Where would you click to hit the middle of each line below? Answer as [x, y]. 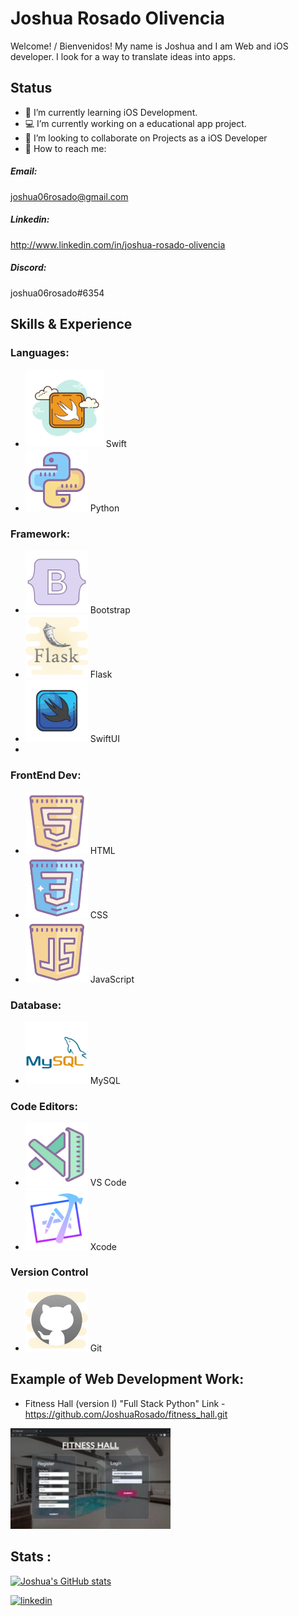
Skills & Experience [71, 324]
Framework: [40, 534]
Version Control [49, 1272]
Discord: [28, 268]
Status [31, 88]
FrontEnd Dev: [46, 775]
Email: [24, 171]
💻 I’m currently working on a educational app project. [135, 123]
